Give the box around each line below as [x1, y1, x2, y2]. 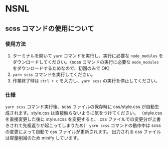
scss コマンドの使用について [5, 24, 94, 32]
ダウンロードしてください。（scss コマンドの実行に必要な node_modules [12, 58, 159, 65]
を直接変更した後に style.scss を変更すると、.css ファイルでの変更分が [5, 116, 152, 122]
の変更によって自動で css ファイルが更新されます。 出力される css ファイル [5, 128, 161, 135]
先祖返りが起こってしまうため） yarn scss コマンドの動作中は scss [22, 122, 161, 128]
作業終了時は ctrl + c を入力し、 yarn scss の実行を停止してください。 [12, 77, 160, 83]
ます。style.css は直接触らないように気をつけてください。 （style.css [18, 110, 162, 116]
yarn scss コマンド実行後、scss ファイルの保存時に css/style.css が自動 [5, 103, 155, 110]
